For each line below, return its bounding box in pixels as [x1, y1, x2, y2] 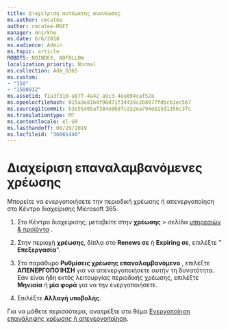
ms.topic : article [7, 49, 60, 55]
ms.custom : [7, 73, 38, 81]
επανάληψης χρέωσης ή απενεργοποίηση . [7, 315, 129, 323]
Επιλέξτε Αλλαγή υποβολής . [16, 294, 101, 302]
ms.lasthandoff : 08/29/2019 [7, 124, 88, 131]
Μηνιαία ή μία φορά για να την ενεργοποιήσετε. [16, 281, 158, 289]
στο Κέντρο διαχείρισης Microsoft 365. [7, 205, 118, 213]
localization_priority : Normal [7, 61, 97, 68]
